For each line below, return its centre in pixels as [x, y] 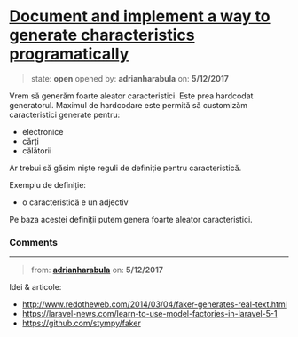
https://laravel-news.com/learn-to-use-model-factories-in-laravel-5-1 [149, 314]
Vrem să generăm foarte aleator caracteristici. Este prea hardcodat [131, 96]
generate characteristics [102, 35]
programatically [69, 54]
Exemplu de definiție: [48, 184]
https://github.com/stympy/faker [82, 323]
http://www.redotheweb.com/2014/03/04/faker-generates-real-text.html [155, 304]
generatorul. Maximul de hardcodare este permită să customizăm [129, 105]
